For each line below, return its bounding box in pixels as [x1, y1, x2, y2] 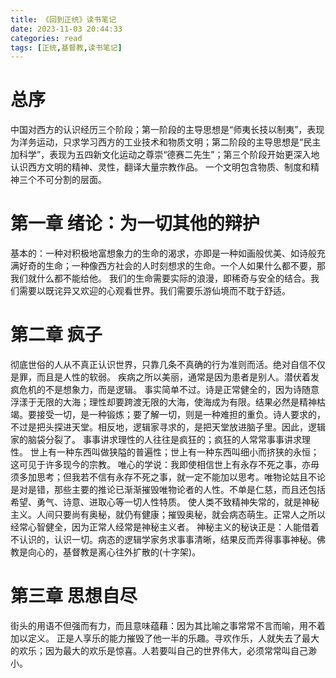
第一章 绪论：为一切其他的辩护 [10, 212, 260, 235]
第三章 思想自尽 [10, 585, 138, 608]
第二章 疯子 [10, 324, 103, 346]
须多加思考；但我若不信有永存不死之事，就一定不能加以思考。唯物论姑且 [10, 471, 308, 483]
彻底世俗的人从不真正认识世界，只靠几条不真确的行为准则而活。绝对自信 [10, 359, 308, 371]
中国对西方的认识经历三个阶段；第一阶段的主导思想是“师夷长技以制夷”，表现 [10, 124, 325, 136]
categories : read [10, 33, 83, 43]
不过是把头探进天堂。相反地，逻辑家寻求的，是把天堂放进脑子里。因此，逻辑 [10, 421, 326, 433]
